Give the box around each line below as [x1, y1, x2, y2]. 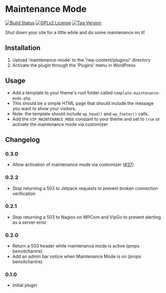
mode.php [12, 96, 31, 101]
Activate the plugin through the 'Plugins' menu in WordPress [12, 62, 136, 68]
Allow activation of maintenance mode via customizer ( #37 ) [12, 162, 134, 168]
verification [12, 191, 36, 196]
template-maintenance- [113, 91, 161, 96]
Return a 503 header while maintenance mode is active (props [12, 243, 140, 249]
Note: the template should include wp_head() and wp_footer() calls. [12, 110, 149, 117]
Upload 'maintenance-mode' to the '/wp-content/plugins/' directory [12, 57, 151, 63]
